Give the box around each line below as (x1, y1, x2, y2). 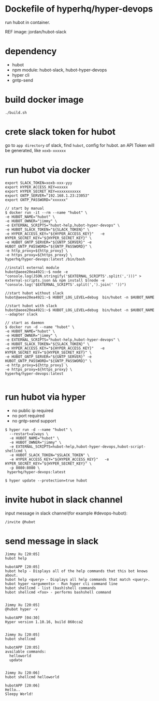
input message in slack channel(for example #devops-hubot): (5, 510, 128, 516)
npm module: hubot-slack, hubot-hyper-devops (12, 67, 107, 73)
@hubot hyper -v (5, 607, 38, 611)
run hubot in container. (5, 19, 50, 25)
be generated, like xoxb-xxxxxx (5, 147, 66, 153)
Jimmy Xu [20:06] (5, 670, 40, 675)
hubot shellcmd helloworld (5, 674, 59, 679)
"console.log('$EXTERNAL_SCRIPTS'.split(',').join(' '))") (5, 282, 127, 287)
